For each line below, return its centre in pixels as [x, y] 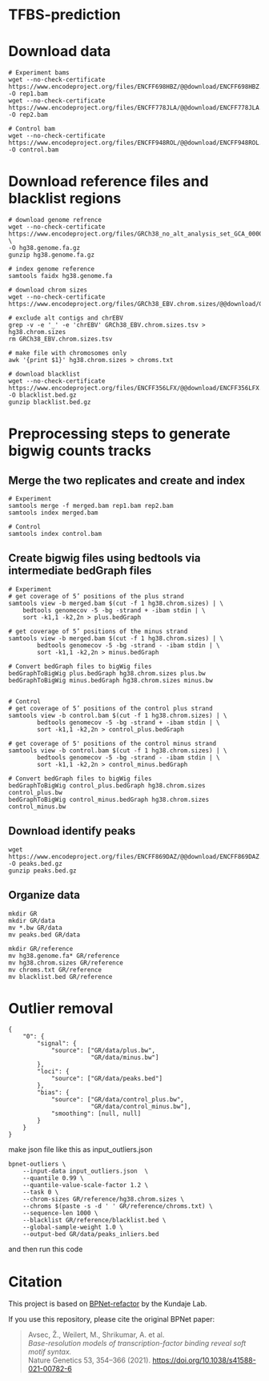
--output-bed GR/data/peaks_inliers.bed [91, 1234]
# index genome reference [51, 269]
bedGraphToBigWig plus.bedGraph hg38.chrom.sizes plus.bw [107, 673]
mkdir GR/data [32, 920]
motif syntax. [50, 1352]
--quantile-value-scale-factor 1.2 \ [86, 1186]
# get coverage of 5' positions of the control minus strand [112, 743]
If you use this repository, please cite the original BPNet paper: [111, 1319]
